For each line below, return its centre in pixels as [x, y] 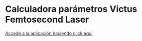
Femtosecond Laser [47, 20]
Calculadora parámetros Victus [71, 9]
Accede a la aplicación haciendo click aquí [49, 33]
